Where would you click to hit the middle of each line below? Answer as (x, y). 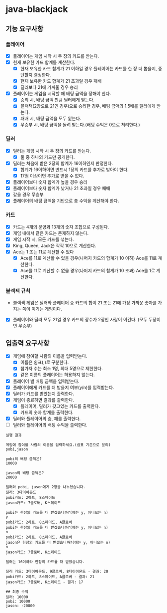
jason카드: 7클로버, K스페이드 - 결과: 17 (44, 582)
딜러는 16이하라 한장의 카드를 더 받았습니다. (45, 562)
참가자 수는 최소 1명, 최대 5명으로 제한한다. (62, 369)
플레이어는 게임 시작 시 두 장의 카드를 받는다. (56, 56)
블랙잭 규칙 (18, 291)
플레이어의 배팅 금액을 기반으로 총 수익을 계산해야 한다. (66, 201)
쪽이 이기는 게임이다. (42, 309)
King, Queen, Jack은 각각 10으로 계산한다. (54, 245)
